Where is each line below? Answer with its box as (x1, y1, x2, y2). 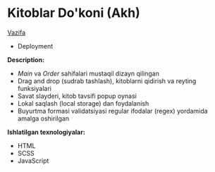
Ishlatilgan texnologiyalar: (7, 128, 86, 136)
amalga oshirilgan (17, 114, 69, 123)
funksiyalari (17, 84, 51, 92)
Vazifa (7, 28, 26, 37)
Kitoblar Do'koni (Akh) (7, 5, 141, 21)
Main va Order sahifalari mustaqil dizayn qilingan (17, 69, 160, 78)
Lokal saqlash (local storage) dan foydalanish (17, 99, 149, 107)
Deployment (17, 42, 54, 50)
